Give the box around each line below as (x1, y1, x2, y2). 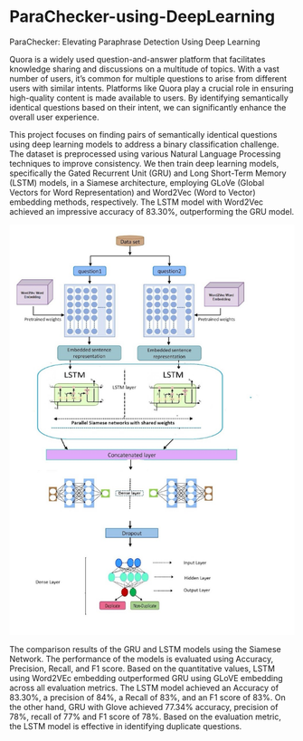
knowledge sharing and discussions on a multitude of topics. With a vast (9, 63, 280, 74)
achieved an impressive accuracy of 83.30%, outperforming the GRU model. (9, 206, 295, 217)
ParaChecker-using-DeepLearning (9, 6, 276, 27)
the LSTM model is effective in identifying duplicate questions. (9, 720, 242, 731)
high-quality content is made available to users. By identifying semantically (9, 92, 289, 103)
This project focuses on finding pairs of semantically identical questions (9, 129, 278, 140)
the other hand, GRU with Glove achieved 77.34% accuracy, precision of (9, 701, 279, 712)
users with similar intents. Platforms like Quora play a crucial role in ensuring (9, 82, 294, 93)
